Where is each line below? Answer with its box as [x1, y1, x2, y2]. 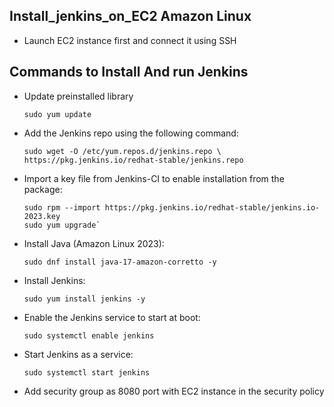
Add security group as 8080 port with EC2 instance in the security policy [23, 385, 325, 397]
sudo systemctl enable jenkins [23, 330, 155, 341]
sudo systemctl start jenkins [23, 367, 151, 378]
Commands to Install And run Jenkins [9, 64, 249, 81]
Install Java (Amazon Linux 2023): [23, 237, 165, 249]
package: [23, 183, 63, 195]
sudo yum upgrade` [23, 220, 101, 230]
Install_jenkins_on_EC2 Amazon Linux [9, 8, 252, 25]
